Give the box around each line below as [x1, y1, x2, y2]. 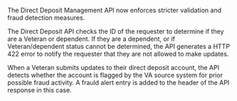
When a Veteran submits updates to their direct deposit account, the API [7, 64, 219, 71]
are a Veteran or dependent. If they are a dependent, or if [7, 35, 176, 43]
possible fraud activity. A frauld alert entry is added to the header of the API [7, 78, 230, 87]
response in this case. [7, 86, 73, 94]
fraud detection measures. [7, 13, 85, 22]
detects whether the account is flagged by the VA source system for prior [7, 71, 223, 79]
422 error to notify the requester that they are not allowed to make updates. [7, 49, 229, 58]
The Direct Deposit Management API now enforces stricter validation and [7, 6, 222, 14]
